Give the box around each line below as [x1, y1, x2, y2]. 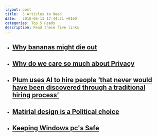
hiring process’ [12, 91, 59, 99]
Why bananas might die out [12, 43, 97, 51]
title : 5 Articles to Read [5, 12, 62, 16]
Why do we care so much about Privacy [12, 59, 135, 68]
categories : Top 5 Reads [5, 20, 55, 26]
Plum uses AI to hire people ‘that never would [12, 76, 152, 84]
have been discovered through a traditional [12, 83, 146, 92]
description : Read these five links [5, 25, 79, 30]
